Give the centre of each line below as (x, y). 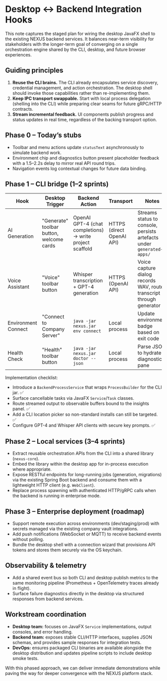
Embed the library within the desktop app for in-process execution (80, 464)
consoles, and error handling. (42, 632)
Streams (147, 213)
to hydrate (149, 353)
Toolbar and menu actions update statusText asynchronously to (78, 147)
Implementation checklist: (32, 378)
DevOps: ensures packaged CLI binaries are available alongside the (82, 648)
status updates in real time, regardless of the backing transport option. (85, 119)
